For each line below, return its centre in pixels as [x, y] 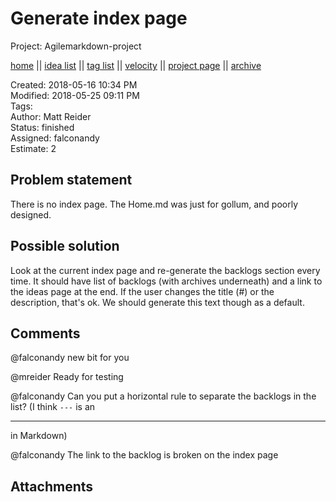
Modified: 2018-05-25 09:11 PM [75, 95]
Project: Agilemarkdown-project [76, 46]
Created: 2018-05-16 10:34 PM [74, 84]
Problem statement [71, 180]
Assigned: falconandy [55, 138]
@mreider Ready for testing [67, 377]
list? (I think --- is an [53, 407]
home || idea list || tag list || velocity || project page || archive [136, 65]
